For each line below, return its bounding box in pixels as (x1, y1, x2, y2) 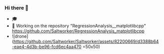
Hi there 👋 (4, 4, 29, 11)
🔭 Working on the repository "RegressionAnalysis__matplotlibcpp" (11, 23, 146, 29)
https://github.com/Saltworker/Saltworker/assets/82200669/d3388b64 (13, 39, 159, 45)
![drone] (11, 33, 29, 39)
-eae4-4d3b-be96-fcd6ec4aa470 (11, 44, 82, 50)
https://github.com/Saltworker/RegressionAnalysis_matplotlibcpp (11, 28, 145, 34)
